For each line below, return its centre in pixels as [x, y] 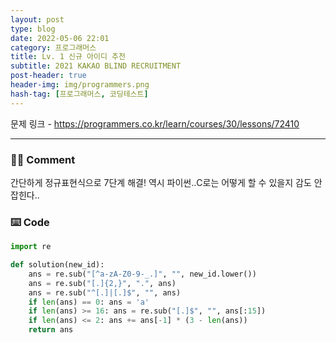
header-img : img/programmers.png [80, 85]
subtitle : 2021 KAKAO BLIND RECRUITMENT [96, 66]
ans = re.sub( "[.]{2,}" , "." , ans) [102, 283]
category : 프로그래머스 [53, 47]
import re [31, 247]
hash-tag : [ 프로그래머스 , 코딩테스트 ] [79, 94]
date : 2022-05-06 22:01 [60, 38]
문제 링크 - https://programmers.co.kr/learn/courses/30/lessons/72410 [155, 123]
